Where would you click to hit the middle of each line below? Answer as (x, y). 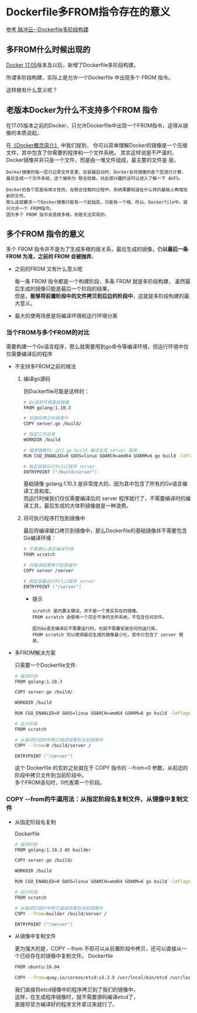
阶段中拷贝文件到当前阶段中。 (50, 775)
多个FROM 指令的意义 (45, 234)
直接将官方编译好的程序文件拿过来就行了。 (66, 1004)
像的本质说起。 (24, 133)
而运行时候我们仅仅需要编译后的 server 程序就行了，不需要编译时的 (104, 499)
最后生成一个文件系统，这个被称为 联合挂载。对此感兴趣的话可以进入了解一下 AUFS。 (95, 178)
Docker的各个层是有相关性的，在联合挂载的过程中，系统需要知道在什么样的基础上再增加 (97, 189)
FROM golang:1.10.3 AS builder (53, 850)
